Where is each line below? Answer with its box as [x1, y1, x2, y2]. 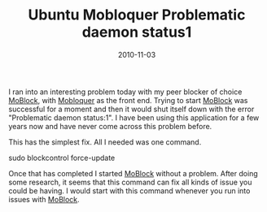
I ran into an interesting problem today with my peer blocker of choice [8, 87, 243, 97]
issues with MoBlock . [8, 194, 80, 204]
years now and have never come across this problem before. [8, 121, 212, 131]
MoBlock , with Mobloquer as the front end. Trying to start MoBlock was [8, 95, 248, 105]
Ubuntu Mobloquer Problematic [28, 6, 246, 24]
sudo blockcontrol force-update [8, 153, 116, 162]
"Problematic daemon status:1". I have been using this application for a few [8, 112, 260, 123]
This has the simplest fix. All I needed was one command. [8, 136, 202, 147]
